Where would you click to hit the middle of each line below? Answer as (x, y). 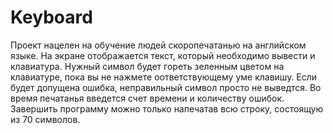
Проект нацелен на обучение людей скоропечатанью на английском (158, 45)
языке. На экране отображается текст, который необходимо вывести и (163, 55)
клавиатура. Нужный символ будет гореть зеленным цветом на (147, 66)
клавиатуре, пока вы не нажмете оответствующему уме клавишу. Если (164, 77)
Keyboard (51, 17)
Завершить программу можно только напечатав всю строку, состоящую (167, 108)
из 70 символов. (45, 119)
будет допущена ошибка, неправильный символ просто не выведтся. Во (166, 87)
